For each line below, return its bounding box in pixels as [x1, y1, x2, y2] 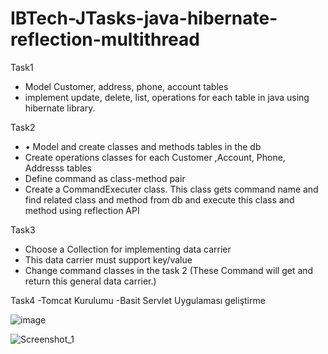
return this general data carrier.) [24, 275, 157, 287]
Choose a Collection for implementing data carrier [24, 243, 232, 255]
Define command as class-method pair [24, 172, 186, 184]
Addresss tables [24, 162, 92, 174]
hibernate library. [24, 102, 96, 114]
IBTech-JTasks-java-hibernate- [10, 7, 278, 30]
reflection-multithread [10, 28, 200, 51]
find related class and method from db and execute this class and [24, 193, 295, 206]
